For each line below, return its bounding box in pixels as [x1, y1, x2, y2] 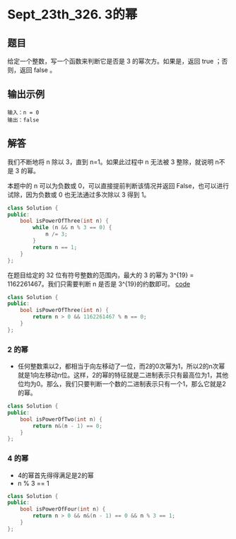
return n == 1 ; [33, 243, 78, 251]
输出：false [7, 116, 40, 124]
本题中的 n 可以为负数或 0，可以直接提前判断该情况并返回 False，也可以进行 [7, 181, 230, 190]
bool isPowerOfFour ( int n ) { [20, 506, 106, 513]
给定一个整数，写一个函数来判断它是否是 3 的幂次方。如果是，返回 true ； [7, 57, 222, 65]
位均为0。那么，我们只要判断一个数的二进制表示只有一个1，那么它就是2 [17, 380, 226, 388]
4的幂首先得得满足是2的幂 [17, 471, 94, 480]
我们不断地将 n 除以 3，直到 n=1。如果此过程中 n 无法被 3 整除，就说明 [7, 157, 214, 166]
